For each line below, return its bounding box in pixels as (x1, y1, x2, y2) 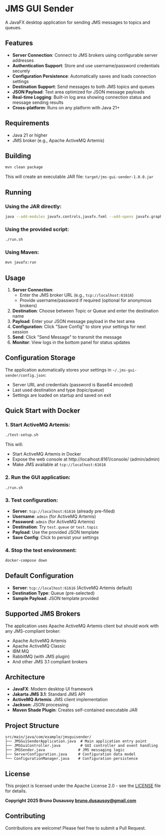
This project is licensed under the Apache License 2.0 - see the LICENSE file (5, 783, 161, 789)
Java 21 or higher (12, 132, 48, 138)
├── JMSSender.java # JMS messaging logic (5, 747, 125, 752)
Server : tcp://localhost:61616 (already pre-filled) (12, 508, 115, 514)
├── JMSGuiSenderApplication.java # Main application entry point (5, 739, 147, 744)
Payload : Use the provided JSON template (12, 529, 99, 535)
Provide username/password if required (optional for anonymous (19, 297, 152, 303)
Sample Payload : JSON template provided (12, 595, 99, 601)
